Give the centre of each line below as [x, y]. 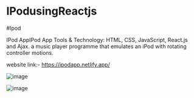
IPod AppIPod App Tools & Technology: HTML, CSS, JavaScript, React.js [97, 40]
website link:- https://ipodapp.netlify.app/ [58, 65]
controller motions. [30, 52]
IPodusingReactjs [52, 11]
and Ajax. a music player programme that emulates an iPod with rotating [96, 46]
